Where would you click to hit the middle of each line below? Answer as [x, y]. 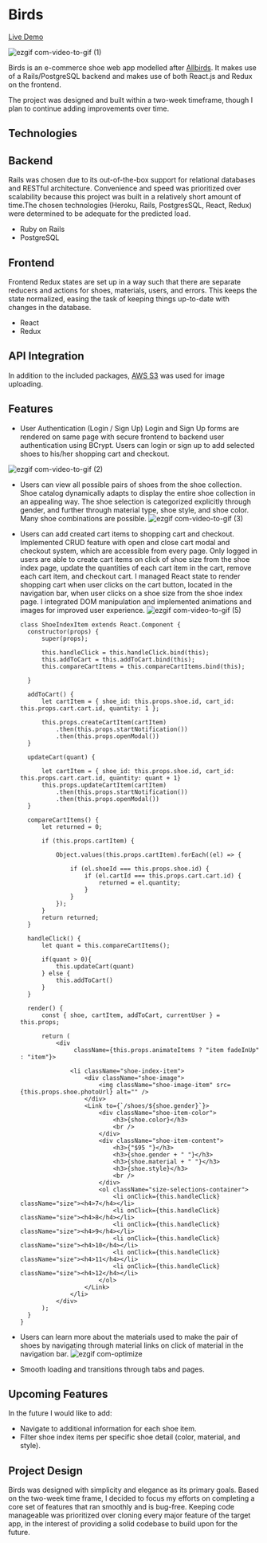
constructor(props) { [63, 631]
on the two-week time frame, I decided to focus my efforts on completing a [132, 1498]
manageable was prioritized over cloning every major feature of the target [130, 1515]
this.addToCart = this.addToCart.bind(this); [118, 659]
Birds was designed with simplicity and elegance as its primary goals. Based [133, 1490]
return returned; [70, 917]
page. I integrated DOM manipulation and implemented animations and [136, 601]
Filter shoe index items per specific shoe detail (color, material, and [130, 1437]
